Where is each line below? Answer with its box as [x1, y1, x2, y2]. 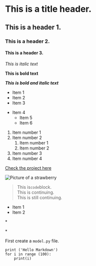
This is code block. [17, 184, 52, 190]
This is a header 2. [5, 38, 50, 45]
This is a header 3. [5, 50, 44, 56]
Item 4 [12, 109, 25, 115]
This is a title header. [5, 3, 92, 15]
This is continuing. [17, 189, 55, 195]
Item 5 [19, 115, 33, 120]
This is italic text [5, 60, 38, 67]
